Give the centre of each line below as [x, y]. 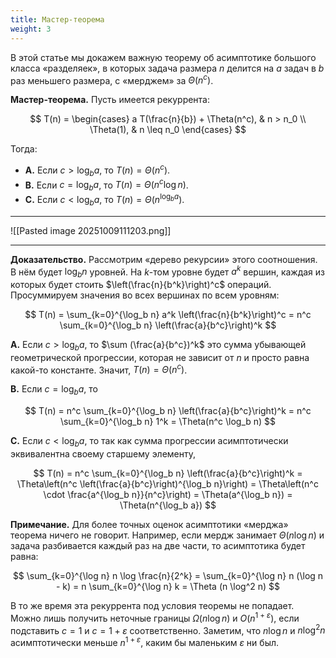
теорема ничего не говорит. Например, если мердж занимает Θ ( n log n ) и [167, 535]
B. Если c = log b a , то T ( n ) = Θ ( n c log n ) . [106, 185]
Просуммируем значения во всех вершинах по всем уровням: [145, 295]
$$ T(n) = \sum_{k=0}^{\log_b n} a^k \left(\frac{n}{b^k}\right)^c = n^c [168, 314]
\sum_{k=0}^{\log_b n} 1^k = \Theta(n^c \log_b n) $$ [168, 422]
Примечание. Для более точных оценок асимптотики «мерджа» [149, 525]
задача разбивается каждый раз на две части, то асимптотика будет [158, 546]
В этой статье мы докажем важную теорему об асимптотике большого [163, 57]
